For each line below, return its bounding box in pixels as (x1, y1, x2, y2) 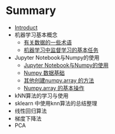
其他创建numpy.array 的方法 (23, 77, 95, 84)
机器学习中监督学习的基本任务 (23, 46, 99, 54)
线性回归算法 (14, 107, 47, 115)
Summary (5, 4, 56, 18)
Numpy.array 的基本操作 (23, 84, 85, 91)
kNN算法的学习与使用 (14, 92, 69, 99)
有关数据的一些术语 (23, 38, 72, 46)
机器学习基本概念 (14, 31, 58, 38)
